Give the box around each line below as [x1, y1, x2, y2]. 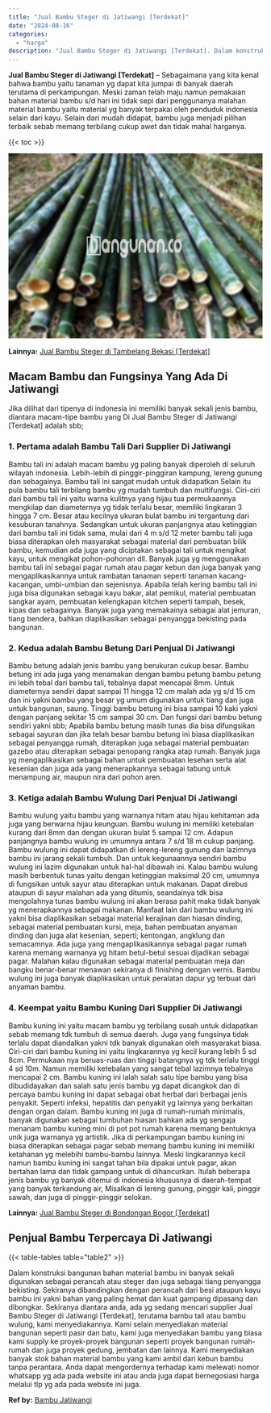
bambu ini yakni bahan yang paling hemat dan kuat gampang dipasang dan [8, 1294, 258, 1303]
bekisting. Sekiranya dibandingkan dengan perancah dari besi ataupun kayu [8, 1285, 261, 1295]
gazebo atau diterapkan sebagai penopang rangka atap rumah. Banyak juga [8, 746, 261, 756]
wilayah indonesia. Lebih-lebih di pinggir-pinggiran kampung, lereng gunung [8, 468, 263, 478]
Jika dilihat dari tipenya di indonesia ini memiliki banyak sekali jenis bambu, [8, 403, 258, 413]
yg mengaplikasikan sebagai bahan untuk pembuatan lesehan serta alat [8, 755, 247, 765]
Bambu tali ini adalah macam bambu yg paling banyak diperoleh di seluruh [8, 459, 256, 469]
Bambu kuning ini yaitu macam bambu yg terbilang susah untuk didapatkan [8, 1021, 259, 1030]
